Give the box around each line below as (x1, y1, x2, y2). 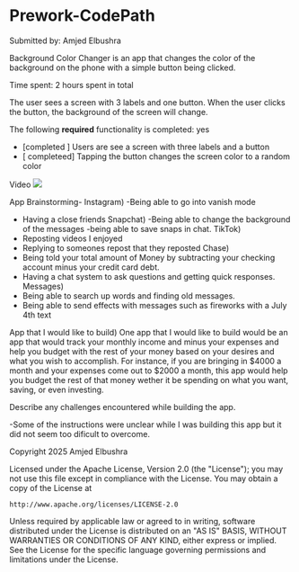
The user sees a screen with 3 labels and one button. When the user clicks (9, 96, 286, 108)
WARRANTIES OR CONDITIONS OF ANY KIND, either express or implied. (9, 534, 277, 545)
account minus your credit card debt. (22, 262, 160, 273)
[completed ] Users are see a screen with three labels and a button (22, 141, 270, 152)
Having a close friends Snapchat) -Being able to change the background (22, 213, 291, 225)
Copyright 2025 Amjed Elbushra (9, 446, 128, 457)
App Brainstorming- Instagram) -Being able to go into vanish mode (9, 196, 256, 207)
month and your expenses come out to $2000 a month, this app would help (9, 365, 289, 376)
